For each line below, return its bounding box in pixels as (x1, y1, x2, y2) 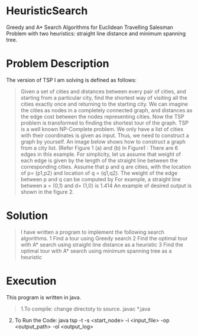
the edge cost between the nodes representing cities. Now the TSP (20, 113, 184, 120)
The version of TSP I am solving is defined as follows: (6, 76, 137, 83)
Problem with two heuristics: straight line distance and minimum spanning (6, 30, 186, 37)
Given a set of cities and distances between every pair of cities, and (20, 87, 186, 95)
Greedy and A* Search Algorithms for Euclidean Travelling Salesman (6, 24, 173, 31)
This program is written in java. (6, 293, 82, 301)
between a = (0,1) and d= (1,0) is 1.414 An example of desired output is (20, 182, 192, 189)
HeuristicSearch (6, 4, 88, 18)
